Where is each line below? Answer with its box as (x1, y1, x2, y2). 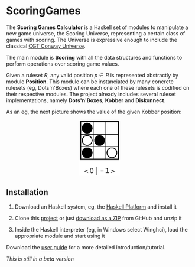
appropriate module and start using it (14, 232, 105, 239)
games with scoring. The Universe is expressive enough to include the (6, 36, 177, 43)
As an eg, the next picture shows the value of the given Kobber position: (6, 108, 182, 115)
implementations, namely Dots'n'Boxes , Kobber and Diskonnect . (6, 96, 166, 104)
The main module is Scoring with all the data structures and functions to (6, 54, 183, 61)
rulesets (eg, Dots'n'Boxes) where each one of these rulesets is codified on (6, 84, 190, 91)
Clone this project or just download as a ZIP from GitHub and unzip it (14, 214, 182, 222)
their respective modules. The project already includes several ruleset (6, 90, 176, 97)
